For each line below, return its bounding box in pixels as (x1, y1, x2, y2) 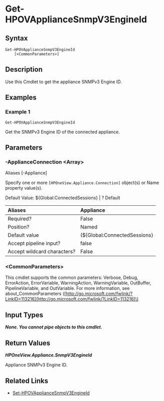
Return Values (5, 338, 51, 347)
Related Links (5, 376, 49, 385)
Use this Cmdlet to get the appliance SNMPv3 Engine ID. (5, 79, 122, 85)
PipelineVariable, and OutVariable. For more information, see (5, 285, 130, 292)
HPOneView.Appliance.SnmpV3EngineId (5, 352, 92, 358)
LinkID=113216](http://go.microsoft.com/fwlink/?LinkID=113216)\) (5, 296, 139, 302)
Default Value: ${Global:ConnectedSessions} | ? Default (5, 195, 120, 201)
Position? (8, 223, 30, 231)
